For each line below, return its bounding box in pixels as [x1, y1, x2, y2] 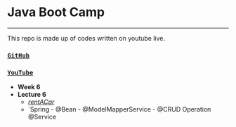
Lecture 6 [17, 91, 47, 99]
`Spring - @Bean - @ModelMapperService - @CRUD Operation [27, 105, 211, 114]
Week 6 [17, 83, 41, 91]
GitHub [7, 51, 30, 60]
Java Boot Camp [7, 4, 105, 20]
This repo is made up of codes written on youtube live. [7, 34, 166, 42]
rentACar [27, 98, 55, 106]
